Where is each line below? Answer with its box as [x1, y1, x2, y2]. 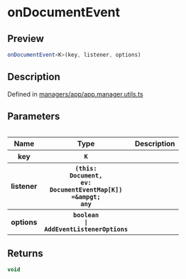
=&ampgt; [71, 192, 101, 201]
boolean [73, 211, 99, 219]
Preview [7, 33, 45, 45]
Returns [7, 247, 44, 259]
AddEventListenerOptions [43, 225, 128, 233]
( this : [75, 164, 97, 173]
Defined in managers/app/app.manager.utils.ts [7, 89, 143, 98]
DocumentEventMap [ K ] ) [49, 185, 123, 194]
